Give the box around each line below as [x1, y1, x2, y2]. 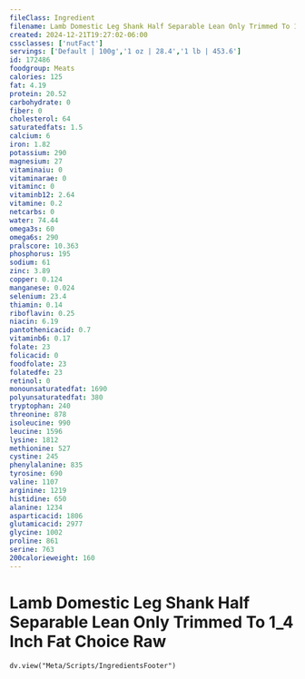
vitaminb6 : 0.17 [9, 334, 71, 343]
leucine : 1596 [9, 427, 64, 436]
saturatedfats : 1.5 [9, 123, 84, 133]
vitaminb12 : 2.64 [9, 191, 75, 200]
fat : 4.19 [9, 81, 47, 90]
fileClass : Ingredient [9, 13, 95, 23]
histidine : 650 [9, 494, 67, 504]
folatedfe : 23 [9, 368, 64, 377]
